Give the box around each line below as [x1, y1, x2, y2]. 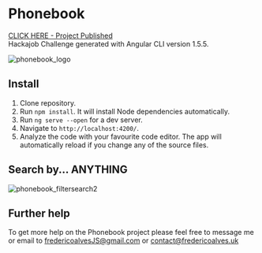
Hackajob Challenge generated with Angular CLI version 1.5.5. [8, 39, 209, 48]
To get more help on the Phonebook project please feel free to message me [8, 228, 254, 237]
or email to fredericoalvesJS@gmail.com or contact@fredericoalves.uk [8, 236, 239, 245]
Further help [8, 206, 71, 220]
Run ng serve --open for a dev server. [19, 115, 144, 125]
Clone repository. [19, 98, 77, 107]
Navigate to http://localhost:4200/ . [19, 123, 140, 132]
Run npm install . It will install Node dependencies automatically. [19, 106, 230, 116]
